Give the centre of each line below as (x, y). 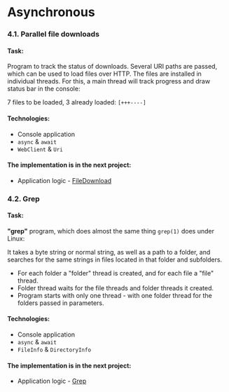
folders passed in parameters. (61, 303)
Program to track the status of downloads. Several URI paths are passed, (112, 67)
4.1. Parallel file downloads (54, 34)
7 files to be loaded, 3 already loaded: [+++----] (77, 102)
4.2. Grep (23, 198)
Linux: (16, 238)
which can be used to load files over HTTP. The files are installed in (104, 74)
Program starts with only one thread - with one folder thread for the (114, 295)
